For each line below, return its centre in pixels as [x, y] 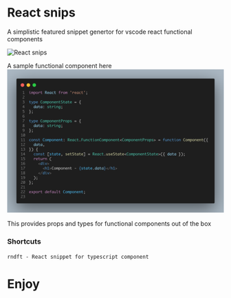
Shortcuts [24, 241]
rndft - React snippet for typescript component [78, 257]
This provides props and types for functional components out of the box [109, 223]
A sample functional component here [59, 65]
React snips [41, 13]
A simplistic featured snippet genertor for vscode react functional [100, 32]
